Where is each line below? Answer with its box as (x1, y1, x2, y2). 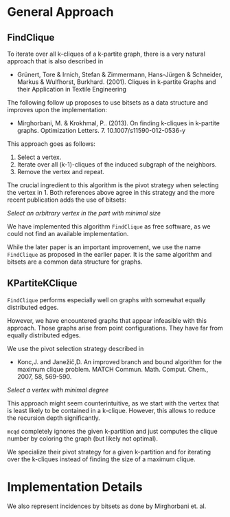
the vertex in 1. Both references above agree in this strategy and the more (7, 189, 215, 196)
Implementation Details (7, 479, 143, 494)
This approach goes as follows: (7, 140, 96, 148)
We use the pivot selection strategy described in (7, 344, 144, 352)
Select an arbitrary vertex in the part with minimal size (7, 209, 161, 217)
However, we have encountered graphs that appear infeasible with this (7, 316, 207, 324)
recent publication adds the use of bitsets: (7, 196, 127, 204)
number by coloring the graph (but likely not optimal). (7, 434, 158, 443)
